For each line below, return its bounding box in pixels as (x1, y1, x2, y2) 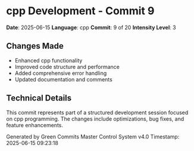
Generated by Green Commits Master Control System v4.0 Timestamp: (6, 133, 180, 140)
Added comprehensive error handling (14, 70, 107, 77)
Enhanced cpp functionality (14, 56, 83, 64)
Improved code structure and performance (14, 63, 120, 70)
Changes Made (6, 41, 64, 51)
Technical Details (6, 93, 72, 103)
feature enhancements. (6, 121, 64, 128)
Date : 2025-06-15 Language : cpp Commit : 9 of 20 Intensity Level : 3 (6, 24, 177, 31)
